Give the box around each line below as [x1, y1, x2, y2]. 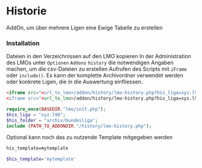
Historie [6, 4, 47, 18]
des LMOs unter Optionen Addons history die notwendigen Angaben [6, 59, 174, 67]
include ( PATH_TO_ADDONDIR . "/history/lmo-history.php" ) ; [6, 123, 152, 129]
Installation [6, 39, 40, 47]
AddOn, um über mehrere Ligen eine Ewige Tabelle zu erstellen [6, 24, 163, 31]
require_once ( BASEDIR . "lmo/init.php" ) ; [6, 106, 106, 112]
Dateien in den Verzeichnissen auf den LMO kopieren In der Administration [6, 53, 191, 60]
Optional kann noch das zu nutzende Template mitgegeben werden [6, 134, 173, 141]
